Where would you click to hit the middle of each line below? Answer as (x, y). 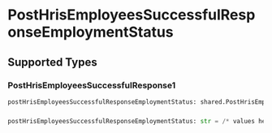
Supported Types (53, 62)
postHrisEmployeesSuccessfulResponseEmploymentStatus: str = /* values (131, 121)
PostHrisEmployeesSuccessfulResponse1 (92, 85)
